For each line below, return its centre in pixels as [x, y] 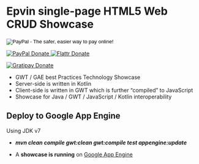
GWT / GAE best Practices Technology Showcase [78, 77]
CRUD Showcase [50, 24]
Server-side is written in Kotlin [53, 83]
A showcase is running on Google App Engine [74, 154]
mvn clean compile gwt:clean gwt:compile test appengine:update [101, 143]
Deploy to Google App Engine [63, 116]
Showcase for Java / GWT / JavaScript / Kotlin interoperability [93, 97]
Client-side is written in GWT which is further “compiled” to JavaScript [104, 90]
